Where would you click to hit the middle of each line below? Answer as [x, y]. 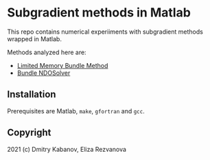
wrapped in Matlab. [34, 38]
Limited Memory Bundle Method [62, 65]
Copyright [29, 133]
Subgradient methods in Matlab [99, 13]
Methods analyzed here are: [47, 52]
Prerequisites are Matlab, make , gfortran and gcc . [76, 111]
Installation [32, 94]
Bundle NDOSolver [44, 73]
